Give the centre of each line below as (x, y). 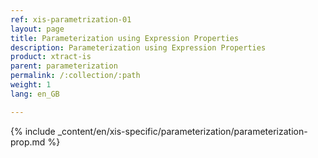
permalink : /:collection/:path (75, 76)
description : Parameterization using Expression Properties (138, 47)
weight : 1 (31, 85)
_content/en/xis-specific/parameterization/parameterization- (182, 131)
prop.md (28, 142)
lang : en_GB (35, 94)
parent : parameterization (64, 66)
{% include (33, 131)
